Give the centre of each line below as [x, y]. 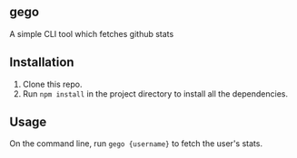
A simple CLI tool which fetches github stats [92, 33]
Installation [42, 63]
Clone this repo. [52, 84]
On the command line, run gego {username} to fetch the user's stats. [136, 144]
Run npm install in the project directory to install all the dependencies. [155, 93]
